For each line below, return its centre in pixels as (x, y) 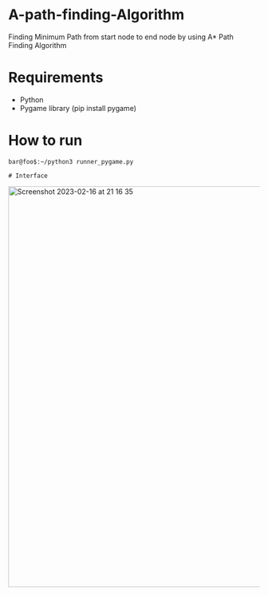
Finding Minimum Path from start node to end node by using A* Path (121, 37)
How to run (45, 141)
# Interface (28, 176)
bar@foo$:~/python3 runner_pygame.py (71, 161)
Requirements (56, 78)
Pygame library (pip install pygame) (78, 108)
